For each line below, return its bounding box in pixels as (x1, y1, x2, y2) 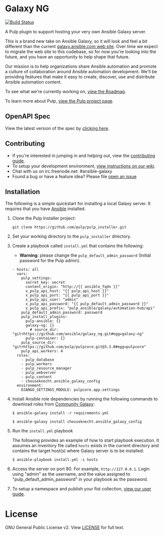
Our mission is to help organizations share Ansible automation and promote (5, 63, 157, 69)
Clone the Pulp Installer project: (12, 215, 76, 221)
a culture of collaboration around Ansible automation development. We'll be (5, 68, 158, 74)
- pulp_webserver (21, 370, 56, 375)
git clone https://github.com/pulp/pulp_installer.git (12, 225, 127, 230)
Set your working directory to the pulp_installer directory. (12, 234, 131, 240)
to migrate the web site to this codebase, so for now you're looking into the (5, 49, 157, 54)
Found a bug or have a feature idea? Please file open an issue (12, 173, 137, 179)
